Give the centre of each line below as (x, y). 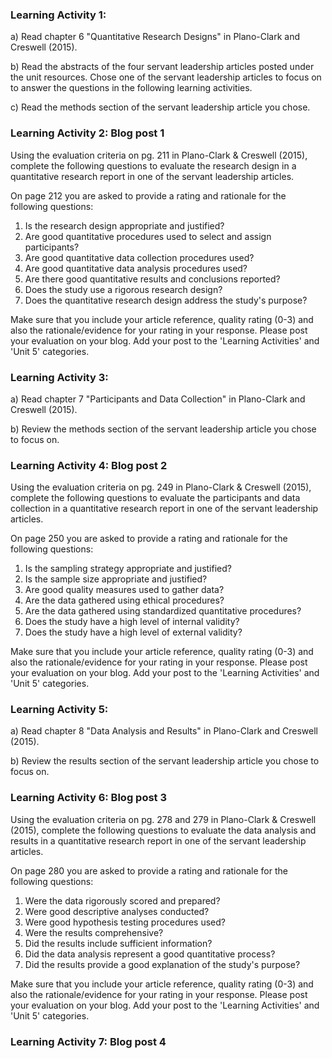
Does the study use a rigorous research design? (123, 289)
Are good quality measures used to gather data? (124, 590)
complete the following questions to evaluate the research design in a (153, 165)
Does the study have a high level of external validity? (133, 632)
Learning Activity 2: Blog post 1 (87, 133)
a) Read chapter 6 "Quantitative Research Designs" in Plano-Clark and (155, 37)
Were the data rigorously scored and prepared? (122, 900)
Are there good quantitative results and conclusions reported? (152, 279)
